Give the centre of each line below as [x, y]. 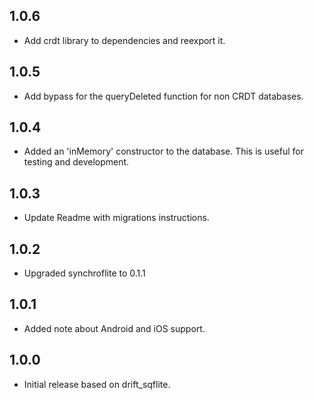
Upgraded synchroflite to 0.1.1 [84, 273]
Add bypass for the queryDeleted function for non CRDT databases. [163, 96]
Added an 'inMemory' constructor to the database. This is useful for [163, 151]
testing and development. [76, 162]
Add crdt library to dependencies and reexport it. [124, 40]
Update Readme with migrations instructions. [116, 218]
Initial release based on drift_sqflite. [97, 384]
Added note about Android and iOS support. [114, 328]
